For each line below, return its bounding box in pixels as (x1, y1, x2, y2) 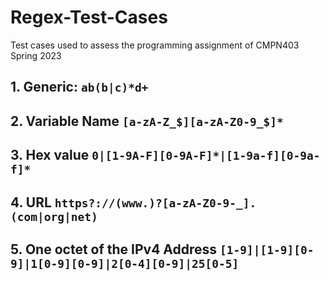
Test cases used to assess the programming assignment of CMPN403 (10, 39, 300, 51)
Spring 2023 (10, 49, 62, 61)
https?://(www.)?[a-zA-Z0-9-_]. (54, 196, 257, 210)
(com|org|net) (10, 209, 98, 224)
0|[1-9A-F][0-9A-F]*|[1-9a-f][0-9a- (91, 149, 321, 163)
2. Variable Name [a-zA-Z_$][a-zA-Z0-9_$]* (10, 112, 284, 130)
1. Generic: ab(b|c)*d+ (10, 79, 149, 96)
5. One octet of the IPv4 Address (10, 241, 218, 258)
